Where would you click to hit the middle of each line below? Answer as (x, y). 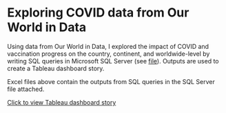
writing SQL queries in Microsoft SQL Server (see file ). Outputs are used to (113, 61)
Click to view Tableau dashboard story (62, 102)
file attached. (26, 89)
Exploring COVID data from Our (98, 13)
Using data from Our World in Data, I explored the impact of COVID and (108, 46)
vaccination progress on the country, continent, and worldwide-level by (109, 54)
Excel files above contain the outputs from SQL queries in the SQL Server (111, 81)
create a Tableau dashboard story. (56, 68)
